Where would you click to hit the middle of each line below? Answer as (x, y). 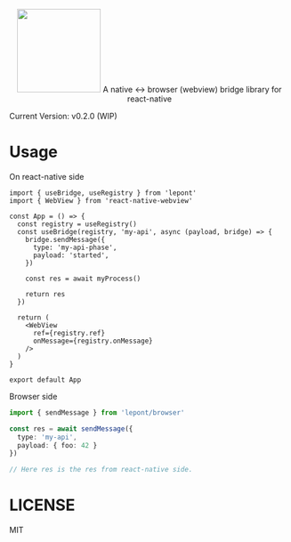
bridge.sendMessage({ (65, 239)
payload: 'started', (71, 255)
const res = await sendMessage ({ (71, 429)
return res (45, 294)
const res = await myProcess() (83, 279)
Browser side (33, 396)
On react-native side (47, 176)
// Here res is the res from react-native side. (101, 470)
